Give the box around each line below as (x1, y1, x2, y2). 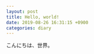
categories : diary (6, 25, 51, 31)
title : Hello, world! (6, 14, 60, 20)
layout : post (6, 8, 38, 15)
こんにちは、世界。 (6, 42, 53, 49)
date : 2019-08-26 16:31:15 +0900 (6, 19, 89, 25)
